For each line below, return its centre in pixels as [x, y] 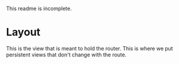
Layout [23, 32]
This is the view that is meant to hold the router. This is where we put [89, 48]
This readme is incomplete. [39, 9]
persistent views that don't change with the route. [66, 55]
